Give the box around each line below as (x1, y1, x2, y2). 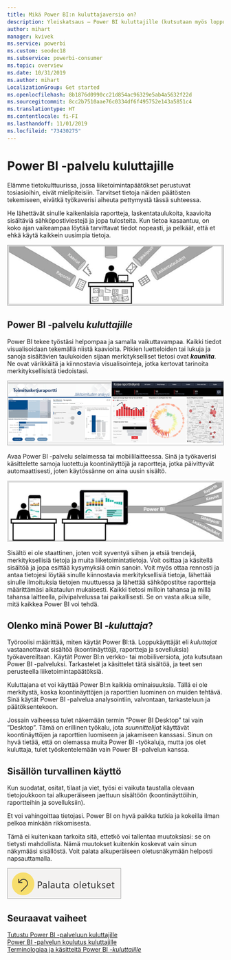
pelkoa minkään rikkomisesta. (7, 819, 91, 828)
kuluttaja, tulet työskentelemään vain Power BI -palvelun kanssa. (7, 746, 190, 754)
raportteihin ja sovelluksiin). (7, 799, 85, 807)
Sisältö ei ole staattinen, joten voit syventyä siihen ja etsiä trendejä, (7, 548, 197, 557)
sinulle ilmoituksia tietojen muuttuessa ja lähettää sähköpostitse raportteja (7, 578, 217, 586)
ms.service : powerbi (7, 40, 67, 48)
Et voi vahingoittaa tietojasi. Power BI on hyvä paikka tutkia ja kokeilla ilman (7, 812, 220, 820)
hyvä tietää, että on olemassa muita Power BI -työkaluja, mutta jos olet (7, 738, 206, 746)
